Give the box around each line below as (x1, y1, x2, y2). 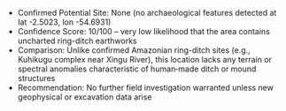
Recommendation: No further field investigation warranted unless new (17, 83, 274, 92)
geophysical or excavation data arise (17, 92, 152, 102)
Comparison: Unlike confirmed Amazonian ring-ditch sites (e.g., (17, 45, 251, 55)
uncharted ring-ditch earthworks (17, 35, 137, 46)
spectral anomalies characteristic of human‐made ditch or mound (17, 63, 257, 74)
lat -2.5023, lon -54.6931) (17, 17, 112, 27)
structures (17, 73, 56, 83)
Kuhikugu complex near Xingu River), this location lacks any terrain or (17, 55, 273, 64)
